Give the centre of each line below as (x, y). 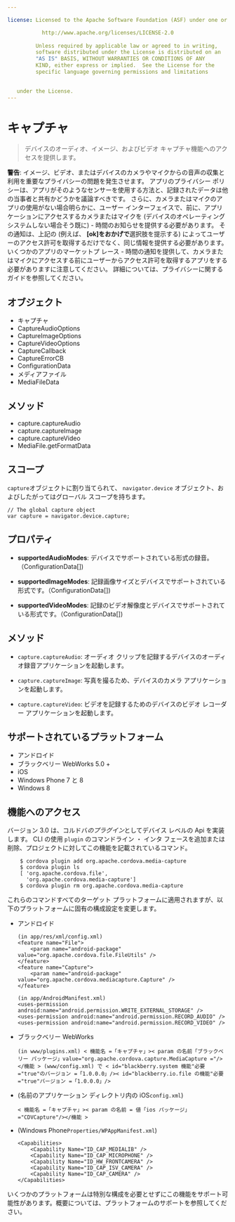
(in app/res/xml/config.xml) (60, 937)
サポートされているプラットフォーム (85, 737)
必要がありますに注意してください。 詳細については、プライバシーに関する (115, 269)
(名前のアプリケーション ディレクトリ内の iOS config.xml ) (100, 1095)
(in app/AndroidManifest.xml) (62, 998)
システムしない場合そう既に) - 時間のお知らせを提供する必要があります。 (113, 225)
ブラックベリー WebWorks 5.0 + (64, 764)
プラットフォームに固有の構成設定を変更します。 (90, 908)
